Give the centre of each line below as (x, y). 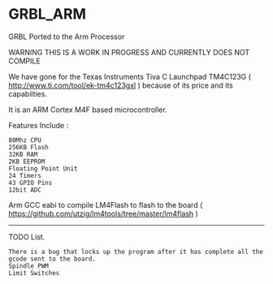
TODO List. (27, 237)
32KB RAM (23, 154)
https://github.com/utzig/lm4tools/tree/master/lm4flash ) (104, 213)
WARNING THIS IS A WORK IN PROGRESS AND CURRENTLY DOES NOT (129, 52)
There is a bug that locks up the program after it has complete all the (136, 252)
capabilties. (28, 93)
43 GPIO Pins (30, 183)
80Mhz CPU (25, 140)
